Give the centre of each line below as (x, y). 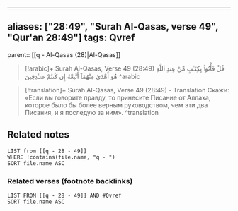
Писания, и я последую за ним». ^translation (92, 112)
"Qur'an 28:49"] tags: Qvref (71, 38)
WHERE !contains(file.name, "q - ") (61, 157)
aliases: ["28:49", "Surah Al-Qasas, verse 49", (113, 26)
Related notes (38, 135)
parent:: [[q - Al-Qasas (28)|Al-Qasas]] (64, 54)
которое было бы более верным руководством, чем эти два (116, 105)
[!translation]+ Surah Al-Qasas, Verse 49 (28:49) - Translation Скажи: (127, 90)
